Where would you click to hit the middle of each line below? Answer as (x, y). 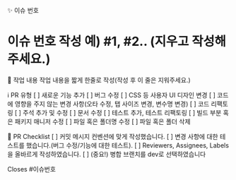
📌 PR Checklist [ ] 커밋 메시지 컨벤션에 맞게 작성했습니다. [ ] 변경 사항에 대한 (113, 136)
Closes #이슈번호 (32, 169)
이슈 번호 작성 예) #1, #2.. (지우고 (98, 42)
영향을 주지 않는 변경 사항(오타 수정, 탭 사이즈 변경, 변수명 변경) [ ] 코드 (112, 104)
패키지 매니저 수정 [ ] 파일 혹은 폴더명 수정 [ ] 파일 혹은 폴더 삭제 (102, 121)
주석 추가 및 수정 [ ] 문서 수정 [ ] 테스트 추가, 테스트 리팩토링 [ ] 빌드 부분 (122, 112)
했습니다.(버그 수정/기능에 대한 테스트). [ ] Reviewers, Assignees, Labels (128, 145)
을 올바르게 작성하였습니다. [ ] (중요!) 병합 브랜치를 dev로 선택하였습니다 (107, 154)
